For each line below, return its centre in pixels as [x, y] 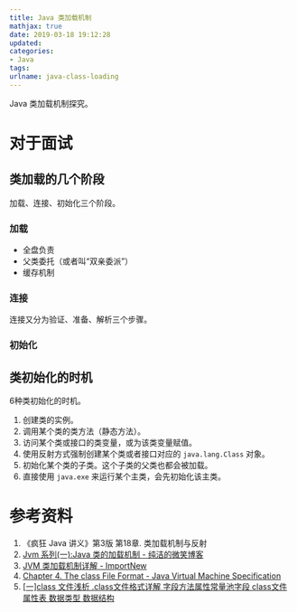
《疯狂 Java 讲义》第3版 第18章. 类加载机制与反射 [115, 543]
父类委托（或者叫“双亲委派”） [78, 261]
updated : [26, 43]
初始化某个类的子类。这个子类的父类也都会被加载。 [117, 466]
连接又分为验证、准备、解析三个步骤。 [80, 320]
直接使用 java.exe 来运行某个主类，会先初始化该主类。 [124, 476]
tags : [19, 69]
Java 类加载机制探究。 [51, 103]
